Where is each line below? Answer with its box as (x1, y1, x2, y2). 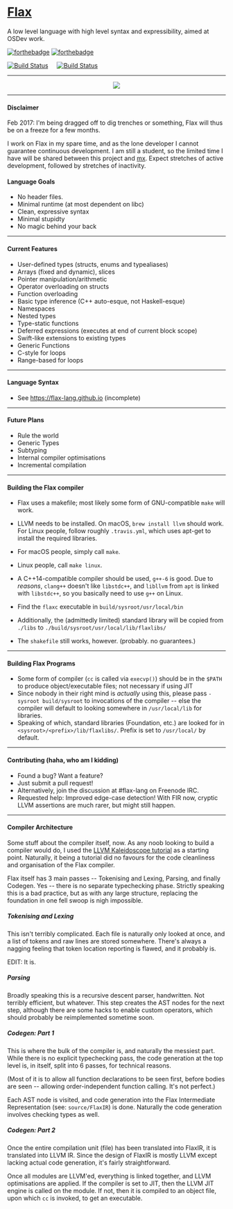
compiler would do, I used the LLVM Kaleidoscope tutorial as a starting (7, 846, 209, 854)
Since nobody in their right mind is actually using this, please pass (17, 689, 207, 697)
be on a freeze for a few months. (7, 126, 101, 134)
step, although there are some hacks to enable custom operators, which (7, 1006, 213, 1014)
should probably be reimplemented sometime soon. (7, 1013, 155, 1021)
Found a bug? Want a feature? (17, 771, 103, 780)
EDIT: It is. (7, 957, 37, 966)
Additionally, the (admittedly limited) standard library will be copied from (17, 616, 224, 625)
